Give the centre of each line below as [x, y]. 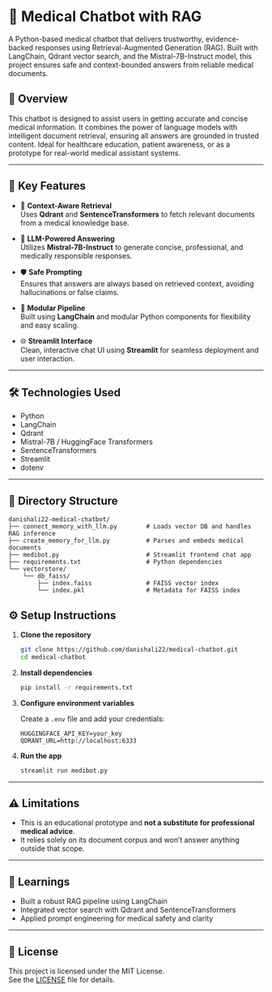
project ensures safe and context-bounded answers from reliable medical [131, 65]
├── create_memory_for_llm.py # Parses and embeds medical [126, 541]
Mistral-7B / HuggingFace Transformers [87, 442]
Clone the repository [55, 635]
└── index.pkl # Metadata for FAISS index [139, 591]
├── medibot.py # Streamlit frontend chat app [130, 555]
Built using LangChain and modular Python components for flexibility [135, 316]
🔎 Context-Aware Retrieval [66, 205]
